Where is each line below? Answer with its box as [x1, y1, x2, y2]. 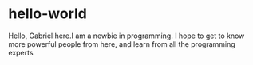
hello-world [8, 5, 88, 23]
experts [8, 48, 34, 57]
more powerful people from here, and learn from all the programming [8, 39, 235, 48]
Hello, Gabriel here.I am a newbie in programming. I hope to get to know [8, 31, 245, 40]
